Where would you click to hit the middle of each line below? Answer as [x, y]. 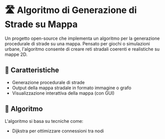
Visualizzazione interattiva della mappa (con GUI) [63, 93]
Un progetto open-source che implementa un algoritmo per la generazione [82, 38]
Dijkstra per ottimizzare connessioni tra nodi [58, 131]
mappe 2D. [16, 54]
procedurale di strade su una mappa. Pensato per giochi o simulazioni [77, 43]
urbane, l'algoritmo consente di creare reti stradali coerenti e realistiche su [82, 49]
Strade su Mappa [41, 24]
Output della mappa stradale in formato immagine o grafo [72, 88]
